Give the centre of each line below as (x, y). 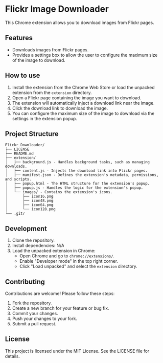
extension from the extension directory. (52, 92)
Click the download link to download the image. (60, 108)
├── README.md (20, 154)
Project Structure (32, 134)
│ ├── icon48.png (29, 201)
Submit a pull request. (34, 324)
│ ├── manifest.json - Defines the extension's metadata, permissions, (82, 175)
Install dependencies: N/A (38, 246)
